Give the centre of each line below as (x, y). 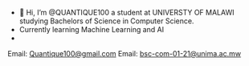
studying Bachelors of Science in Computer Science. (106, 21)
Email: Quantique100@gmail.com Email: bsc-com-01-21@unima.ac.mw (124, 54)
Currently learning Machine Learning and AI (92, 29)
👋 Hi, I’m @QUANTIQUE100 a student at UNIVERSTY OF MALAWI (127, 12)
